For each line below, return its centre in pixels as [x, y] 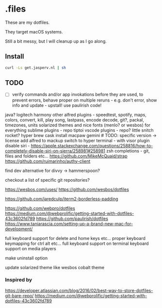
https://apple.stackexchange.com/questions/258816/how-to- [92, 145]
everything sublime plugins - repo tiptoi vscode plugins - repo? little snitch [79, 130]
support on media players [31, 248]
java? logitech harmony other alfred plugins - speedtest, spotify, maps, [76, 115]
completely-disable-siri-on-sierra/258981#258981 [55, 151]
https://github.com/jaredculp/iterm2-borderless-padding [62, 199]
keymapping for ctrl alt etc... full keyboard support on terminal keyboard [77, 243]
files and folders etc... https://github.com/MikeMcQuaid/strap [66, 156]
